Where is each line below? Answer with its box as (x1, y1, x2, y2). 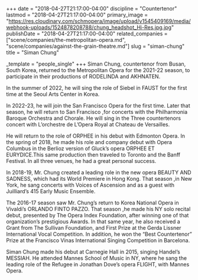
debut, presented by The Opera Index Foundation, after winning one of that (6, 212, 189, 219)
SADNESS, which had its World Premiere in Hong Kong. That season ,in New (6, 175, 192, 182)
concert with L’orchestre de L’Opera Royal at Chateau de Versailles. (6, 121, 170, 128)
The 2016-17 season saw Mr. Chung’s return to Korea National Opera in (6, 199, 179, 206)
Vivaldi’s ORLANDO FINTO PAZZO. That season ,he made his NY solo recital (6, 206, 191, 212)
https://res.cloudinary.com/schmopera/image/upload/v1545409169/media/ (8, 18, 191, 24)
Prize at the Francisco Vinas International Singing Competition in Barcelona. (6, 237, 190, 244)
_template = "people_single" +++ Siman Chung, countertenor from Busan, (6, 60, 186, 67)
